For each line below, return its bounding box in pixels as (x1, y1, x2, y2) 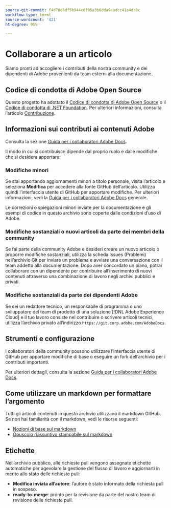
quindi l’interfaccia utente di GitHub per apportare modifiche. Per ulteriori (5, 189, 159, 195)
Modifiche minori (5, 166, 49, 174)
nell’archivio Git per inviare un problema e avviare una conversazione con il (5, 257, 163, 263)
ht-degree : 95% (5, 22, 38, 27)
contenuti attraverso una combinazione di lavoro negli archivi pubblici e (5, 273, 156, 280)
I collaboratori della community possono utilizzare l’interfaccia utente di (5, 348, 156, 354)
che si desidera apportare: (5, 154, 61, 160)
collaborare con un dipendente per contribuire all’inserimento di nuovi (5, 268, 152, 274)
